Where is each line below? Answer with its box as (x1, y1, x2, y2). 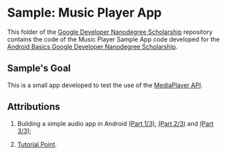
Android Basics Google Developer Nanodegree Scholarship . (7, 42, 178, 51)
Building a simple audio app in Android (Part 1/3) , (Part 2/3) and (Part (17, 119, 214, 127)
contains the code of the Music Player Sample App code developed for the (7, 35, 220, 43)
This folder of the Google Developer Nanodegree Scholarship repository (7, 28, 213, 36)
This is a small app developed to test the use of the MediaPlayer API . (7, 81, 203, 89)
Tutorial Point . (17, 140, 57, 148)
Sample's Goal (7, 62, 71, 74)
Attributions (7, 101, 61, 113)
